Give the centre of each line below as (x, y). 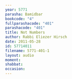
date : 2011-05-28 (23, 42)
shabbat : (14, 64)
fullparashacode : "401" (30, 23)
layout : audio (20, 55)
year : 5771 (16, 10)
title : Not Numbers (25, 32)
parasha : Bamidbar (24, 14)
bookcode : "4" (20, 19)
